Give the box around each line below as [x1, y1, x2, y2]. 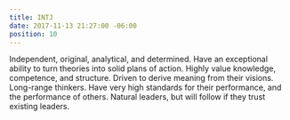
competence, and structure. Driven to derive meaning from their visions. [9, 73, 274, 84]
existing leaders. [9, 101, 70, 112]
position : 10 [9, 29, 58, 38]
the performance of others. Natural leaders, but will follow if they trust [9, 92, 266, 102]
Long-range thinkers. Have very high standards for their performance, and [9, 82, 282, 93]
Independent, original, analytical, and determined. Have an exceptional [9, 54, 269, 65]
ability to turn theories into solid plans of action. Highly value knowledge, [9, 63, 277, 74]
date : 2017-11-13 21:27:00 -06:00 [9, 21, 138, 30]
